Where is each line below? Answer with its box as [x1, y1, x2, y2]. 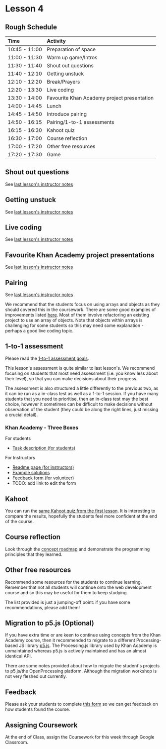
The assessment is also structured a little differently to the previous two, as [5, 385, 159, 391]
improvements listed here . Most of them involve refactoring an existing [5, 312, 150, 318]
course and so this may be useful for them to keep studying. [5, 589, 128, 595]
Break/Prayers [47, 78, 80, 85]
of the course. [5, 518, 34, 524]
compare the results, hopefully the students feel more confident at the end [5, 513, 158, 519]
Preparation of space [47, 46, 96, 53]
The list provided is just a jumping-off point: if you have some [5, 599, 130, 605]
